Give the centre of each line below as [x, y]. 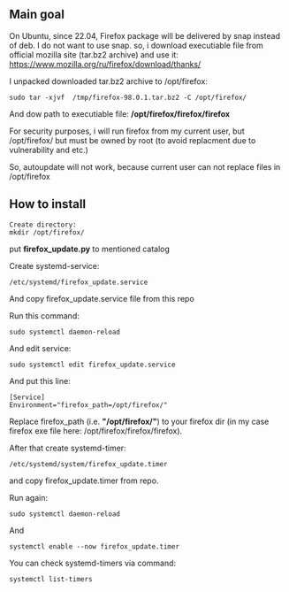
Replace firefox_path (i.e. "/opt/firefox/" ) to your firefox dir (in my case [139, 421]
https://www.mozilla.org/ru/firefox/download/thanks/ [105, 64]
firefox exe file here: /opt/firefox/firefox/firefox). [96, 431]
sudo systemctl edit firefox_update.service [92, 365]
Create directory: [43, 225]
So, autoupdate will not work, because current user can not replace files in [145, 166]
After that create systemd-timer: [68, 448]
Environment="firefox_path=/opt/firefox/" [88, 405]
